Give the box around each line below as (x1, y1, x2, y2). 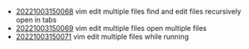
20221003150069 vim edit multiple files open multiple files (15, 24, 207, 32)
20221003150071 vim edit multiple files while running (15, 32, 189, 41)
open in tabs (15, 15, 57, 24)
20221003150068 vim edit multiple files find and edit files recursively (15, 7, 242, 16)
